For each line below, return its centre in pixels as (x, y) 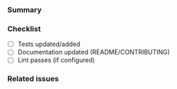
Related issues (33, 79)
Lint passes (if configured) (56, 60)
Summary (25, 10)
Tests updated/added (49, 44)
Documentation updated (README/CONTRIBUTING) (93, 52)
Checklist (24, 28)
